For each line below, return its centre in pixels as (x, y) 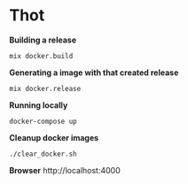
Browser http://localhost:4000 (65, 170)
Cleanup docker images (54, 137)
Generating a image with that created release (94, 73)
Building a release (43, 40)
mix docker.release (45, 88)
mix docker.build (41, 56)
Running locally (39, 105)
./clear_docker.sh (43, 154)
